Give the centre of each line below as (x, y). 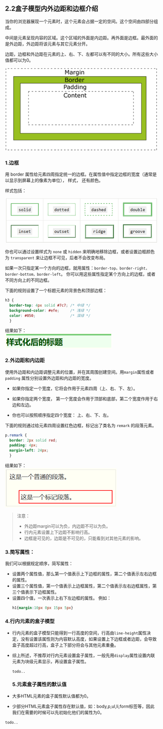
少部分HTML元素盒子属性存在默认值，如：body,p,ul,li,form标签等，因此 (83, 706)
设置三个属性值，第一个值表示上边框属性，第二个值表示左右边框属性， (82, 586)
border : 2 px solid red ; (33, 440)
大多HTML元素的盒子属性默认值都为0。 (51, 696)
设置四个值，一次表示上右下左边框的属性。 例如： (62, 598)
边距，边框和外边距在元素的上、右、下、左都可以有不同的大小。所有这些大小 (81, 54)
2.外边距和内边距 (25, 361)
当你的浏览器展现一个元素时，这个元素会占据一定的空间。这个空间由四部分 (79, 21)
